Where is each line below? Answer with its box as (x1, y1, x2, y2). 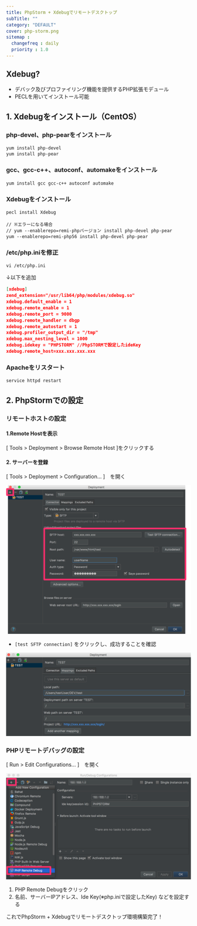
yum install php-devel (6, 145, 62, 151)
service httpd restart (6, 378, 62, 384)
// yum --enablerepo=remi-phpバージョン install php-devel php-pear (6, 228, 172, 233)
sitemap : (6, 34, 30, 41)
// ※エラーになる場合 (6, 221, 53, 228)
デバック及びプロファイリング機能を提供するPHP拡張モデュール (14, 85, 169, 92)
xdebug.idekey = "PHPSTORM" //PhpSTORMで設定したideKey (6, 342, 141, 348)
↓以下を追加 (6, 274, 36, 281)
